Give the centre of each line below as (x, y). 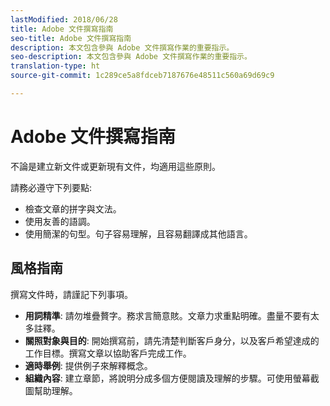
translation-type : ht (55, 66)
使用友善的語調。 (60, 221)
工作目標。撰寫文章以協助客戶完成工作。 (108, 353)
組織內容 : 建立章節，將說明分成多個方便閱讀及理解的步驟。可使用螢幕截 (172, 378)
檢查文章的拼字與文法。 (73, 208)
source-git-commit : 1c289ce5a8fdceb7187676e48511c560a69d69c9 (142, 76)
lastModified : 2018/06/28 (64, 19)
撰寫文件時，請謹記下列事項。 (71, 294)
